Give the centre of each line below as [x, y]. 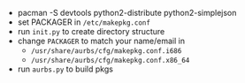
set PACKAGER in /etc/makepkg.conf [84, 22]
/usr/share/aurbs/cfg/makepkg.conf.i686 [106, 51]
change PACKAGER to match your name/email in [101, 41]
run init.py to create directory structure [91, 31]
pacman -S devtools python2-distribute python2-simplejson [127, 13]
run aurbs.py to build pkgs [65, 69]
